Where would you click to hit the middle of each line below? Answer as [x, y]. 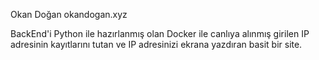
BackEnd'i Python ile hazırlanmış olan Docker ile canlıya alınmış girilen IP [160, 33]
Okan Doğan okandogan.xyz [69, 14]
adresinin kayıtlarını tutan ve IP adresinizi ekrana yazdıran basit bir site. [156, 44]
